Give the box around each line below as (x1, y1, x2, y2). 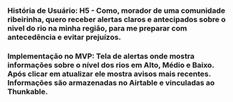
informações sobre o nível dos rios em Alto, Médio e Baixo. (7, 59, 214, 69)
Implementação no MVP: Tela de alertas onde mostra (7, 51, 195, 61)
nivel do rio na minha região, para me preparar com (7, 23, 187, 33)
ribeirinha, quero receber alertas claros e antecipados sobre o (7, 14, 226, 24)
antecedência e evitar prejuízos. (7, 32, 121, 42)
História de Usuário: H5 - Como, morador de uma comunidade (7, 6, 226, 16)
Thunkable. (7, 86, 48, 96)
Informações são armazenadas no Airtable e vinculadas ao (7, 77, 215, 87)
